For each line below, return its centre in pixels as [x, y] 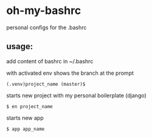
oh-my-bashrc [44, 11]
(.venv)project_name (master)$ [46, 84]
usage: [20, 47]
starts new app [25, 118]
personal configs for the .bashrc [47, 27]
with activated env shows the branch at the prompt [70, 73]
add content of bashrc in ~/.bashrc [50, 61]
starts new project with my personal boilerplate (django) [77, 95]
